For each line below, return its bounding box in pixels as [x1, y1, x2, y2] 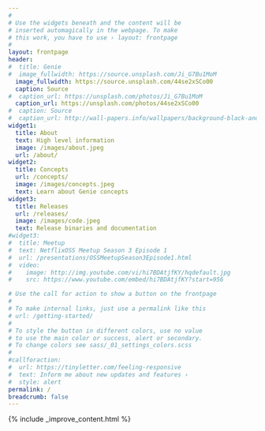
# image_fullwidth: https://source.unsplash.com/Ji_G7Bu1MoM [8, 70, 217, 78]
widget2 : [8, 159, 37, 167]
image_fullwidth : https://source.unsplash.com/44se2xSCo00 [15, 77, 214, 85]
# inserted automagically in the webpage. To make [8, 26, 178, 34]
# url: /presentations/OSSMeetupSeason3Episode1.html [8, 253, 192, 261]
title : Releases [15, 202, 69, 210]
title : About [15, 129, 58, 137]
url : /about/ [15, 151, 58, 159]
